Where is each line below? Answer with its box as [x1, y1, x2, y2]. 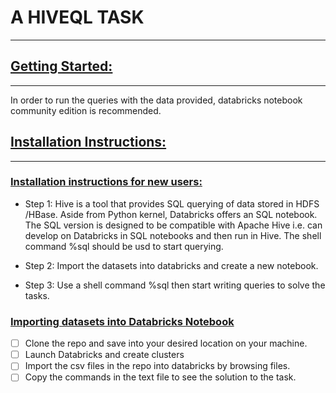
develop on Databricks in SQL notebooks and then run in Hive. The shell [24, 229, 322, 241]
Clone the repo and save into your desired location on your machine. [24, 337, 308, 350]
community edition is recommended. [10, 104, 162, 116]
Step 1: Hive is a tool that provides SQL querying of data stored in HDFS [24, 197, 320, 210]
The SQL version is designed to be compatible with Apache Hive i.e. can [24, 219, 323, 231]
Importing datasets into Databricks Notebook [10, 314, 235, 328]
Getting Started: [10, 58, 113, 75]
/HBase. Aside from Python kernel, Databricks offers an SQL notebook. [24, 208, 318, 220]
